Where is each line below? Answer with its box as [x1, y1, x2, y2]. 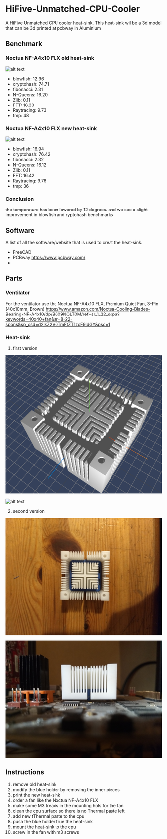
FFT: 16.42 [12, 172, 35, 178]
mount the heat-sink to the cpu [12, 824, 76, 830]
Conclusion [5, 195, 34, 202]
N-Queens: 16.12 [12, 162, 47, 168]
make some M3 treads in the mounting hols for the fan [12, 802, 124, 808]
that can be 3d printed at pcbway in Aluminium [5, 25, 101, 31]
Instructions [5, 768, 44, 777]
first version [12, 345, 38, 351]
